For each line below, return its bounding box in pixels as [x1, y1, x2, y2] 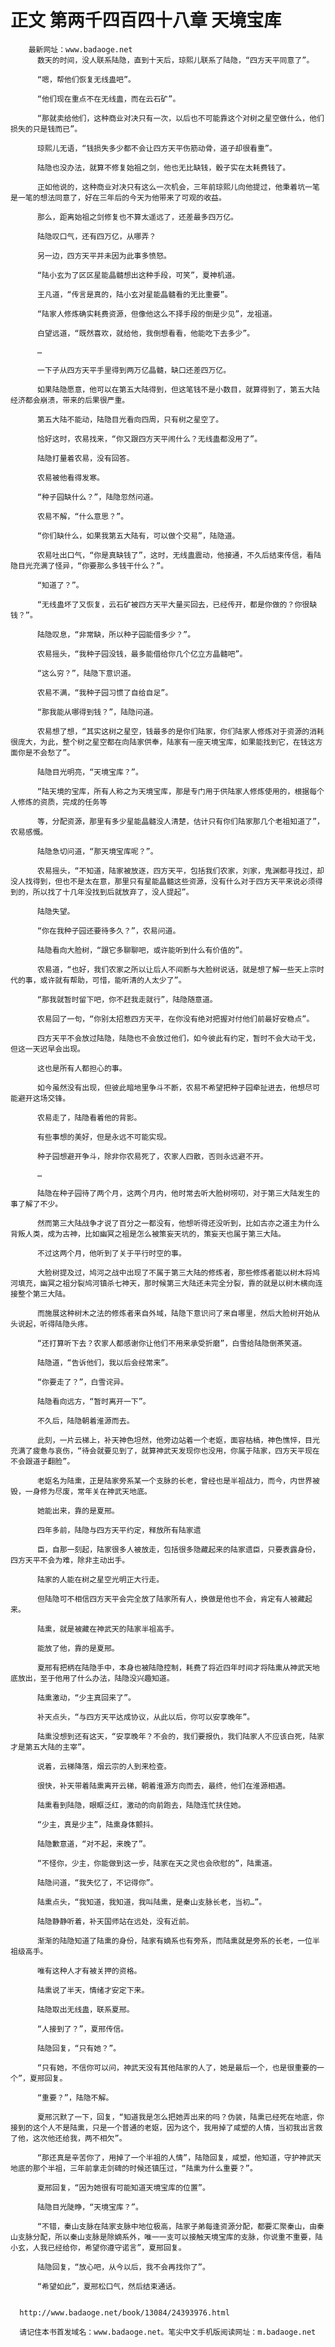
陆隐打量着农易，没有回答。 [36, 453, 135, 463]
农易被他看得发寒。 [36, 472, 105, 483]
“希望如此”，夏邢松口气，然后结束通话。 [36, 2281, 181, 2291]
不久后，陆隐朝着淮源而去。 [36, 1416, 135, 1426]
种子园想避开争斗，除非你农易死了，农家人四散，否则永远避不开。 [36, 1151, 268, 1161]
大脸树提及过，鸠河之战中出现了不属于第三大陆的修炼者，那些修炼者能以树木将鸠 [36, 1267, 320, 1278]
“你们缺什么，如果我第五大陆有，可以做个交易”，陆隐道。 [36, 531, 240, 541]
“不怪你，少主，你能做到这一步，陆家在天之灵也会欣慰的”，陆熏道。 [36, 1858, 277, 1868]
